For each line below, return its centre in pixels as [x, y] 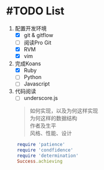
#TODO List [35, 11]
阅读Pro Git [38, 42]
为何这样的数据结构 [53, 119]
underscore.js [41, 98]
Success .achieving [40, 162]
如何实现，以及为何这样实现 [64, 111]
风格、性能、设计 [51, 133]
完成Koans [28, 63]
